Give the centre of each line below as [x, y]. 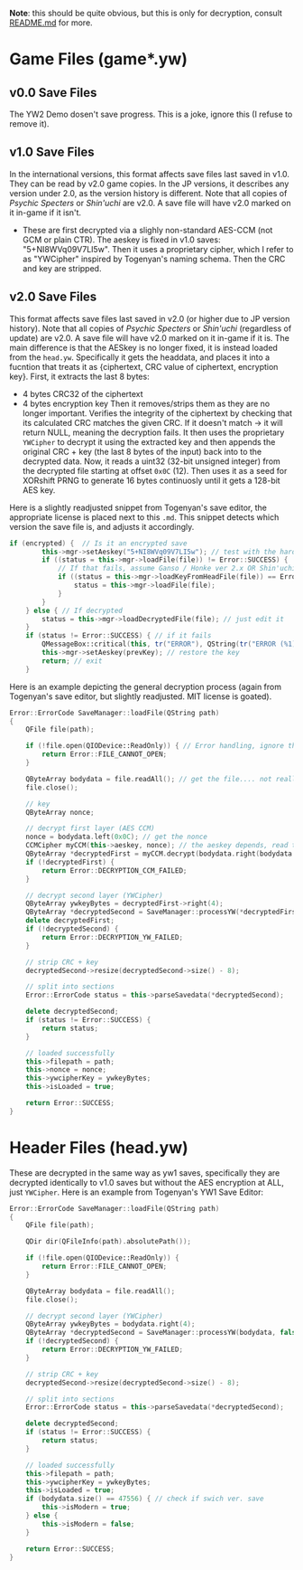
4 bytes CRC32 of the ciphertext [83, 393]
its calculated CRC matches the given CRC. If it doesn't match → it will [152, 422]
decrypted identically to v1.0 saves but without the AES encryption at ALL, [147, 1182]
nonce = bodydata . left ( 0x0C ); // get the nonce [116, 837]
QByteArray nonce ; [60, 812]
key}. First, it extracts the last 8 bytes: [80, 376]
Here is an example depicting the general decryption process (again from [146, 686]
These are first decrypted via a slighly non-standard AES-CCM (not [147, 230]
